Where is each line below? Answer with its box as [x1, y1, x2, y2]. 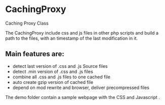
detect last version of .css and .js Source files [12, 63, 108, 69]
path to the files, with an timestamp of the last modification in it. [5, 35, 138, 41]
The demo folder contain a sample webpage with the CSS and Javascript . [5, 94, 160, 100]
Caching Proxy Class [5, 20, 49, 26]
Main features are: [5, 50, 65, 58]
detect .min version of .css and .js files [12, 68, 94, 74]
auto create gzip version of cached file [12, 79, 94, 85]
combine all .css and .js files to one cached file [12, 74, 110, 80]
